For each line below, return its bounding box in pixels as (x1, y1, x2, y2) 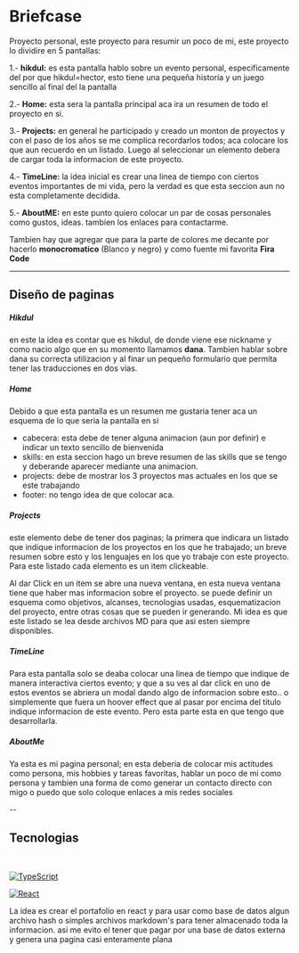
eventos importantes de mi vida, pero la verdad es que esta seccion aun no (9, 180, 285, 191)
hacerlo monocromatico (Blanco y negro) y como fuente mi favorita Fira (9, 243, 275, 254)
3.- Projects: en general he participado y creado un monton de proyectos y (9, 125, 286, 136)
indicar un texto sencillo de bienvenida (21, 442, 165, 453)
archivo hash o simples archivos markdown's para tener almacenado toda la (9, 915, 288, 925)
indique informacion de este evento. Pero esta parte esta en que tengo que (9, 706, 285, 717)
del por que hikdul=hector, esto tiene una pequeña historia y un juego (9, 71, 264, 82)
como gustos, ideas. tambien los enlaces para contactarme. (9, 217, 229, 227)
